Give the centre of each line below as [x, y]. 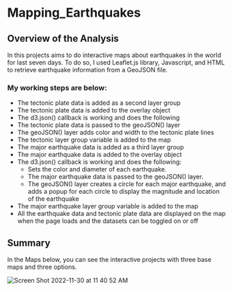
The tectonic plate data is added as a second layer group [99, 103]
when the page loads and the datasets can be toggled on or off [108, 221]
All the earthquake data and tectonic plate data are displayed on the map [121, 214]
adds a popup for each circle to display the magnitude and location [124, 192]
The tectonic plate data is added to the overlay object [94, 110]
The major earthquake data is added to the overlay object [99, 155]
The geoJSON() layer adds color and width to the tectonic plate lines [115, 133]
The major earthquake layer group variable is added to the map [108, 206]
